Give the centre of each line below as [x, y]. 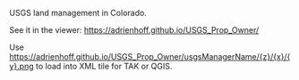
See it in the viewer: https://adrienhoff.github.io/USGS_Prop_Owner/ [134, 30]
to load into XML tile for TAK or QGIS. [104, 66]
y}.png [21, 66]
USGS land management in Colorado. [78, 13]
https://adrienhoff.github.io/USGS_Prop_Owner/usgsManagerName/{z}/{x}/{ [150, 56]
